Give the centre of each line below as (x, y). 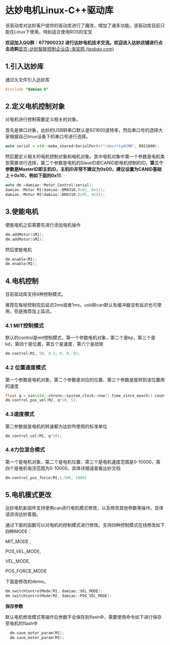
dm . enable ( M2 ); (21, 264)
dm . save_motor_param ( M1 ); (37, 633)
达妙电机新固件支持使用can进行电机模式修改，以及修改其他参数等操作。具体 (84, 508)
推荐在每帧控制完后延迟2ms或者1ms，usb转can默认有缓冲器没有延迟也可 (81, 305)
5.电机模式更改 (28, 495)
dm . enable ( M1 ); (21, 259)
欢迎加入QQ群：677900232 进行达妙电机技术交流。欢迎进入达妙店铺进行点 (84, 42)
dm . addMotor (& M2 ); (25, 239)
